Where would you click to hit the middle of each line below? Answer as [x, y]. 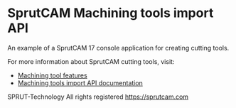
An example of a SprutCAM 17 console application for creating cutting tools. [118, 48]
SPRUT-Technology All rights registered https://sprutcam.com [98, 97]
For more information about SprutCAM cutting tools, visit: [91, 61]
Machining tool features [52, 75]
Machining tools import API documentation [80, 82]
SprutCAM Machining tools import [111, 13]
